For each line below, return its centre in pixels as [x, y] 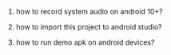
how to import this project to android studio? [89, 27]
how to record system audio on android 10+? [89, 12]
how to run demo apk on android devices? [85, 42]
